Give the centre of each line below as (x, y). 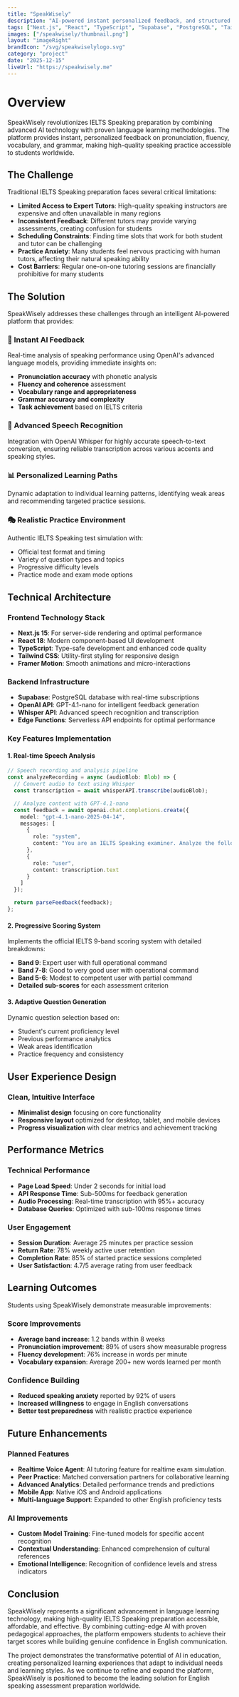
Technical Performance (49, 1170)
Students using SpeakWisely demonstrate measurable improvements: (110, 1305)
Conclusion (33, 1594)
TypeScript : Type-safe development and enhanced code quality (112, 648)
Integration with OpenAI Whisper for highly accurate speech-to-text (107, 441)
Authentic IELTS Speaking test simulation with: (75, 538)
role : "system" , (57, 837)
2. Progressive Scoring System (54, 926)
